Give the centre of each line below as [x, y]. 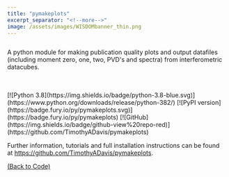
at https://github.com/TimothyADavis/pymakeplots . [80, 153]
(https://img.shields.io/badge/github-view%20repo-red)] [89, 125]
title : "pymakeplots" [39, 14]
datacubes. [23, 67]
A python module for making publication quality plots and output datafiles [112, 52]
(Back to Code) [29, 167]
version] [209, 103]
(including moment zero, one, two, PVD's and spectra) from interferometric [115, 60]
